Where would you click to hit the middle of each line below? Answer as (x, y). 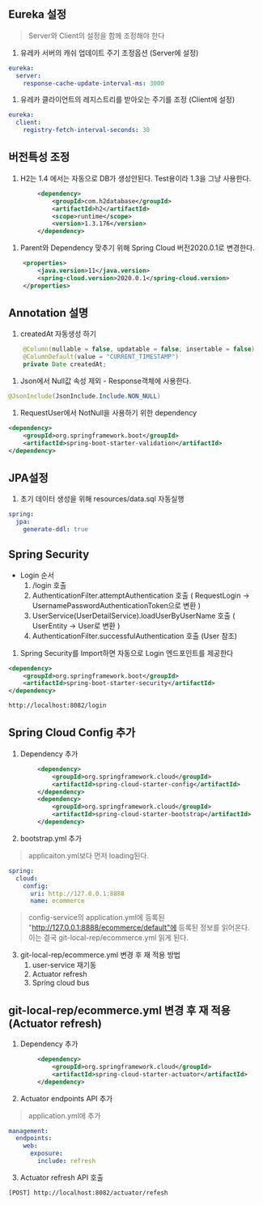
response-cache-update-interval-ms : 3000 (93, 83)
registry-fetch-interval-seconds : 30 (87, 130)
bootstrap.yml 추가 (51, 838)
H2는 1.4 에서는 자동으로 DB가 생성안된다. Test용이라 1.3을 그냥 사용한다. (136, 178)
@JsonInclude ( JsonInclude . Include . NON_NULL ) (85, 396)
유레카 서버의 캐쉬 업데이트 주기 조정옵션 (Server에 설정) (109, 53)
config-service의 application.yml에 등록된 (96, 918)
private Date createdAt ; (65, 364)
